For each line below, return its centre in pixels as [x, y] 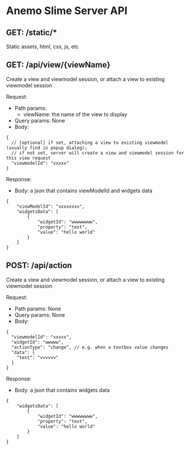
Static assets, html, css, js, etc [42, 46]
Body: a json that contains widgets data [62, 390]
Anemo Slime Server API [67, 11]
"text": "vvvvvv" [38, 357]
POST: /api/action [39, 265]
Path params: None [38, 309]
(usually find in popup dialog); [47, 148]
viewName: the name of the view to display [75, 114]
